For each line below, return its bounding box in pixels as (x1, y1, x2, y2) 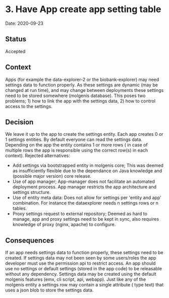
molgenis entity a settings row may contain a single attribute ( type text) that (5, 282, 164, 288)
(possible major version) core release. (12, 173, 92, 179)
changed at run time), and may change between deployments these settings (5, 87, 164, 93)
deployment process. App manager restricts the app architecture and (12, 184, 157, 190)
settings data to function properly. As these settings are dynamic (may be (5, 82, 158, 88)
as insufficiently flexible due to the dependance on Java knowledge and (12, 168, 162, 174)
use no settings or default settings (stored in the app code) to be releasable (5, 266, 162, 272)
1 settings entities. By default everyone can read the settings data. (5, 136, 143, 142)
